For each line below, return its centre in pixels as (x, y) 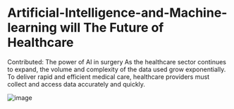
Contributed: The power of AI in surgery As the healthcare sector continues (117, 61)
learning (32, 28)
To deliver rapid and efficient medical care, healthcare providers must (109, 77)
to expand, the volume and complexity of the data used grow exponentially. (117, 69)
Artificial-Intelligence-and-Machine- (117, 13)
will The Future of (112, 28)
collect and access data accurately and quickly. (76, 84)
